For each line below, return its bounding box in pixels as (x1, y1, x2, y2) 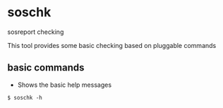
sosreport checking (7, 28, 64, 36)
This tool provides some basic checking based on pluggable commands (7, 41, 217, 49)
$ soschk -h (7, 94, 42, 101)
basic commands (7, 61, 85, 74)
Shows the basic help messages (17, 80, 111, 89)
